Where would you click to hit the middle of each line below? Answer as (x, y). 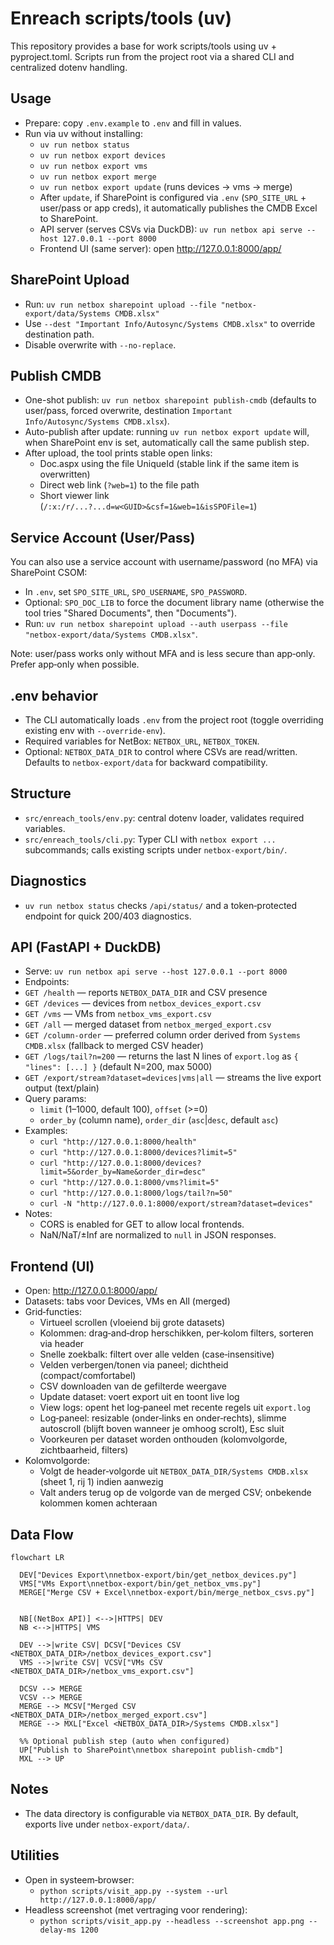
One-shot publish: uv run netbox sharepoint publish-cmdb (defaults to (170, 400)
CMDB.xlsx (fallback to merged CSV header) (114, 1046)
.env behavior (54, 695)
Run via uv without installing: (83, 133)
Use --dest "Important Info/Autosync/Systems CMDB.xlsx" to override (170, 323)
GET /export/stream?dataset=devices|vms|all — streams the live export (173, 1078)
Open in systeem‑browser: (79, 1879)
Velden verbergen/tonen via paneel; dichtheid (134, 1365)
